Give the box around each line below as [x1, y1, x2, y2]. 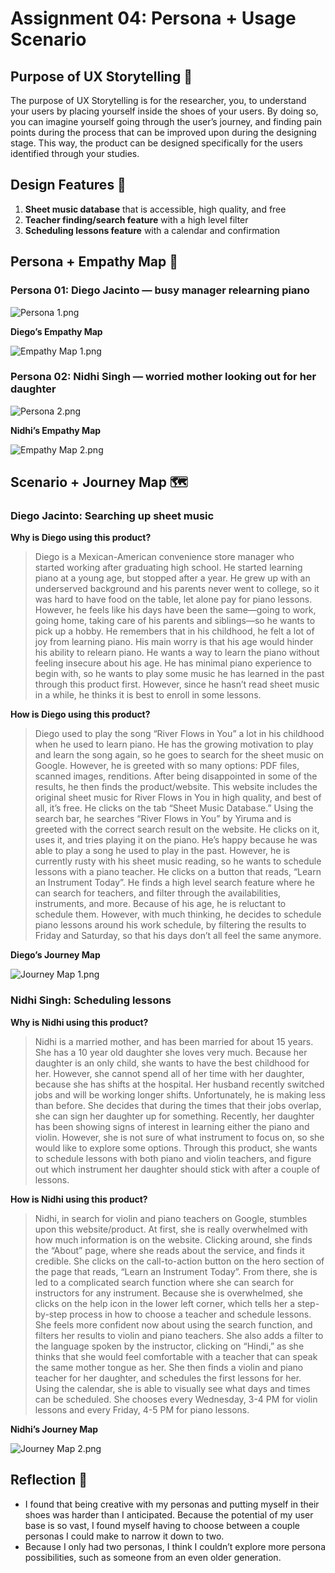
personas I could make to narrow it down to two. [24, 1530, 225, 1542]
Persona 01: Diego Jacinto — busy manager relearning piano [10, 283, 310, 297]
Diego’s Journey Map [10, 949, 101, 961]
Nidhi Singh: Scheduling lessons [10, 993, 172, 1007]
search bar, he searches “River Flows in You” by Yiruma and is [34, 813, 292, 825]
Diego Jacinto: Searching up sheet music [10, 509, 215, 523]
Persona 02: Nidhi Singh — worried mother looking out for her [10, 370, 317, 384]
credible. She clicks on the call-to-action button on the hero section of [34, 1255, 325, 1267]
